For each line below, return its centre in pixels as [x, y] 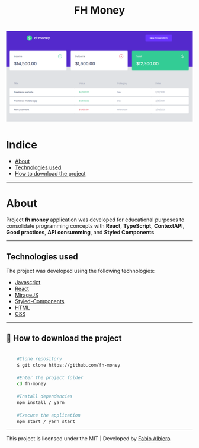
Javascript [28, 282]
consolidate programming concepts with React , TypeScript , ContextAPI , [95, 226]
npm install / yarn [41, 403]
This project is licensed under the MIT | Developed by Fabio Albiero [88, 438]
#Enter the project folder [50, 377]
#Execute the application [49, 415]
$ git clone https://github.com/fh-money [68, 365]
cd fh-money [31, 384]
